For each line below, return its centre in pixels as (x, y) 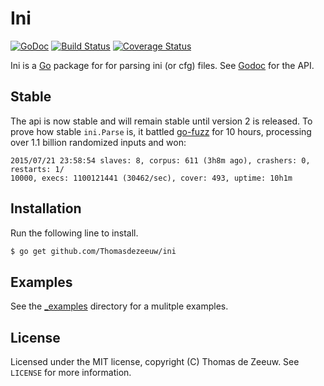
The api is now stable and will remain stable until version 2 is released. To (161, 121)
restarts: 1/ (37, 169)
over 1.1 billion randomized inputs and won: (98, 142)
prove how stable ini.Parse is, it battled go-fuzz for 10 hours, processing (161, 131)
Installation (46, 208)
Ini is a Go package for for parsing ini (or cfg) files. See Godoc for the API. (162, 65)
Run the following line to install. (74, 233)
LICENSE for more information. (71, 373)
